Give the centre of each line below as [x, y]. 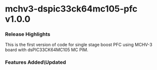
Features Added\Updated [36, 62]
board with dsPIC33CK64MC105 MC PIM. [47, 50]
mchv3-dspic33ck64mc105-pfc [71, 9]
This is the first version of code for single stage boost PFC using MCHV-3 [79, 45]
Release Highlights [28, 34]
